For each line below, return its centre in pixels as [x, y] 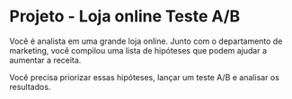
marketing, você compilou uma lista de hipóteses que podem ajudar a [138, 50]
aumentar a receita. [45, 60]
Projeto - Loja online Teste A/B [125, 16]
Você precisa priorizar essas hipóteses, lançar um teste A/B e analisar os [145, 77]
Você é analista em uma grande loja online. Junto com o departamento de [146, 41]
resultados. [30, 87]
